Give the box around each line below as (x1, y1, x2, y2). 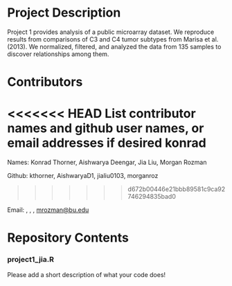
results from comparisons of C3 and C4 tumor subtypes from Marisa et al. (7, 35, 219, 43)
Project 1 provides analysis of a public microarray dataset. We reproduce (7, 28, 215, 36)
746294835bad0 (127, 193, 177, 201)
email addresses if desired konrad (7, 135, 206, 151)
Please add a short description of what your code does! (7, 270, 166, 278)
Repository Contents (7, 230, 130, 246)
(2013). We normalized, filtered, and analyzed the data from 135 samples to (7, 42, 222, 51)
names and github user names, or (7, 120, 204, 136)
